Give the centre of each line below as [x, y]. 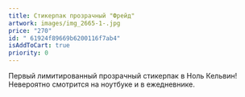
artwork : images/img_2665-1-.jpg [64, 23]
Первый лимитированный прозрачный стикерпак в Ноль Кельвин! [123, 76]
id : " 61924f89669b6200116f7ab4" [64, 38]
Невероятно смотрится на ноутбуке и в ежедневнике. [102, 84]
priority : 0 [28, 53]
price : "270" [30, 30]
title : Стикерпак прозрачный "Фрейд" [72, 16]
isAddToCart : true [39, 46]
